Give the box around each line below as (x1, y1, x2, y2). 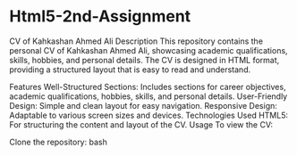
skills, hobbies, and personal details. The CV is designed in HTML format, (9, 54, 280, 65)
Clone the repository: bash (9, 136, 107, 147)
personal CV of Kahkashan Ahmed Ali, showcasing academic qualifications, (9, 45, 288, 55)
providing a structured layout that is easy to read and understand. (9, 64, 251, 75)
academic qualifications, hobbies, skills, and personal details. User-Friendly (9, 91, 288, 102)
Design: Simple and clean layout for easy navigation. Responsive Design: (9, 100, 277, 111)
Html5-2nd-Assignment (9, 6, 191, 27)
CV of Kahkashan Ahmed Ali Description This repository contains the (9, 36, 264, 46)
